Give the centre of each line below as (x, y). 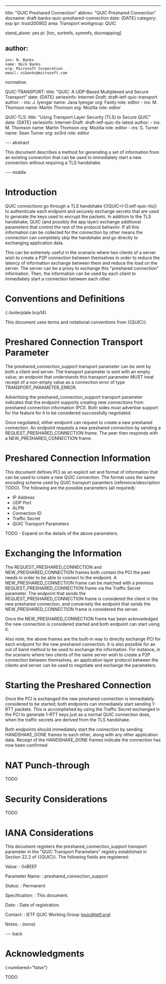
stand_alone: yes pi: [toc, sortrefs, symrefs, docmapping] (63, 33)
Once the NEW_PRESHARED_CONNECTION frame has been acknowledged (82, 619)
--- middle (16, 172)
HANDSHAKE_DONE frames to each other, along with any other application (82, 735)
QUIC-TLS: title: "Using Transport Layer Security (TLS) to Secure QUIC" (78, 117)
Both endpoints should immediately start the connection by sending (74, 729)
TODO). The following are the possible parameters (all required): (70, 488)
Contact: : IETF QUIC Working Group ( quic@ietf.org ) (58, 915)
